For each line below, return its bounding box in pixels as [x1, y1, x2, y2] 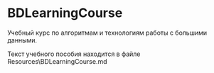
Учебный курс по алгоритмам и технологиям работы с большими [7, 28, 208, 37]
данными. [7, 35, 38, 44]
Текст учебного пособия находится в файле [7, 50, 141, 58]
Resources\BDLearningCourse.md [7, 57, 107, 65]
